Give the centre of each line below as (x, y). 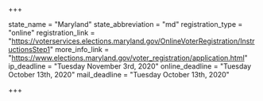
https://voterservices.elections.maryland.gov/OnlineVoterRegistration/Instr (133, 41)
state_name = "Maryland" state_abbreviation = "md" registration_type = (126, 24)
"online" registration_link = (52, 33)
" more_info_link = (79, 49)
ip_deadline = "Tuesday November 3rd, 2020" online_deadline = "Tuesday (130, 66)
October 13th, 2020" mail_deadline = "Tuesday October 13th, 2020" (119, 75)
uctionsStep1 (29, 49)
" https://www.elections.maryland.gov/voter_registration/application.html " (128, 58)
